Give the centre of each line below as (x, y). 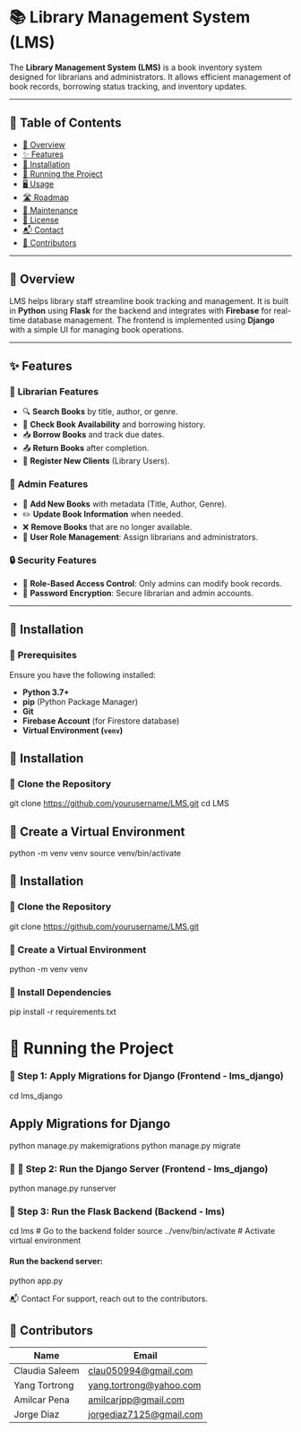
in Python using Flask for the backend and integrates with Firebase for (141, 310)
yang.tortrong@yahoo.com (145, 1385)
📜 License (41, 220)
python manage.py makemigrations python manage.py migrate (125, 1145)
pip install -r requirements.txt (63, 1012)
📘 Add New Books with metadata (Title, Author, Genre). (125, 504)
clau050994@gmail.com (141, 1371)
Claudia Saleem (47, 1371)
